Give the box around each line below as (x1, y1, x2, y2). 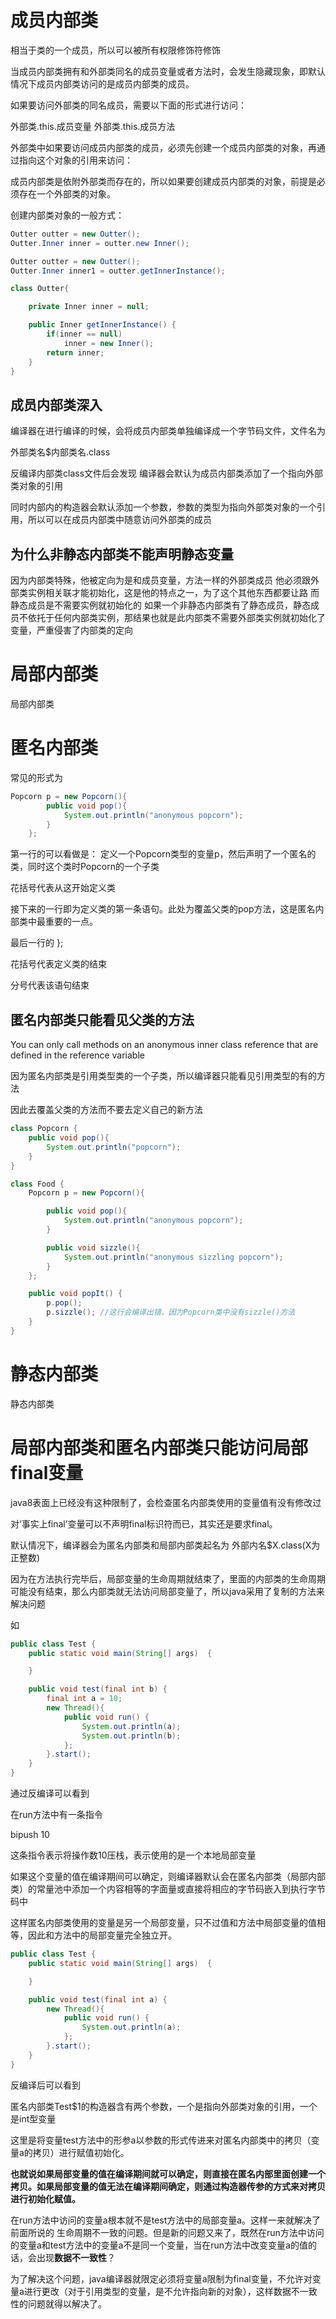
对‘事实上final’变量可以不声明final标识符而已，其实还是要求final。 (10, 1517, 278, 1530)
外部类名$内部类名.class (10, 446, 111, 458)
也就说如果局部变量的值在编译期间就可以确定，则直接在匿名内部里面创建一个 (10, 2167, 326, 2180)
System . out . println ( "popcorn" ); (46, 1142, 182, 1152)
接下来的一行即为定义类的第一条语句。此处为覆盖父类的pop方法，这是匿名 (10, 903, 316, 915)
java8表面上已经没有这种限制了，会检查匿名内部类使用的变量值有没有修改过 (10, 1496, 322, 1508)
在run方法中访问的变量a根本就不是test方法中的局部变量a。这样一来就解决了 (10, 2214, 322, 2226)
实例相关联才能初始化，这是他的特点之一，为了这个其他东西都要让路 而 (27, 587, 320, 599)
